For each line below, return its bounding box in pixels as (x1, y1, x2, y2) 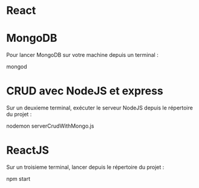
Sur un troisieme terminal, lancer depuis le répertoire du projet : (6, 164, 165, 170)
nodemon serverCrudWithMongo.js (6, 122, 94, 130)
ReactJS (6, 143, 50, 157)
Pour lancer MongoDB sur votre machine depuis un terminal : (6, 51, 158, 59)
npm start (6, 175, 31, 182)
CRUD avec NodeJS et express (6, 84, 163, 98)
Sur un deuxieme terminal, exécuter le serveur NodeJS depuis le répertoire (6, 104, 194, 112)
